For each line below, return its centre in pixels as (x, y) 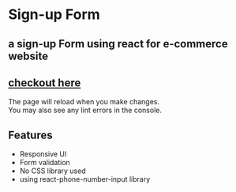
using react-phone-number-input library (85, 179)
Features (30, 135)
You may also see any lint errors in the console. (85, 110)
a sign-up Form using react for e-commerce (118, 44)
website (28, 56)
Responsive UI (43, 154)
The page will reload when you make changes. (84, 102)
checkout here (45, 83)
